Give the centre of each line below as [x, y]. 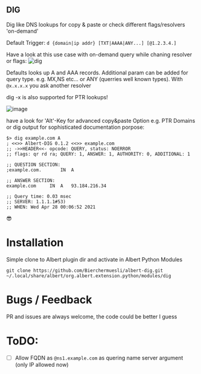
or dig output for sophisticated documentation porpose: [75, 127]
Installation [35, 243]
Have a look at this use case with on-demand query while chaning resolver [99, 54]
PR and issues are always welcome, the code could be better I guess [92, 317]
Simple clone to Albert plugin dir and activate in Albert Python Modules [94, 259]
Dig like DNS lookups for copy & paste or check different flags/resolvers [96, 24]
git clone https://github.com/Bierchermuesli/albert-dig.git [85, 271]
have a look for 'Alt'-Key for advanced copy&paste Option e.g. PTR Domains [101, 120]
